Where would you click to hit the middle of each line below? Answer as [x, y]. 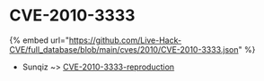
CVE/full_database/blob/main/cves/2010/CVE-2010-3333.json [124, 49]
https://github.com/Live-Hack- [125, 40]
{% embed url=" [40, 40]
